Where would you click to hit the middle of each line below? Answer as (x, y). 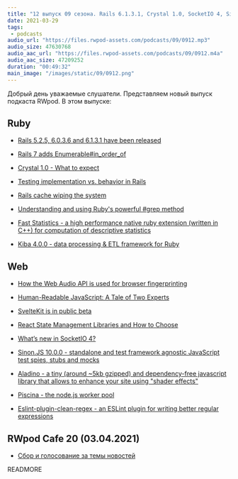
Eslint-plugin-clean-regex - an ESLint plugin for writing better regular (118, 409)
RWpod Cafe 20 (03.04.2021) (74, 438)
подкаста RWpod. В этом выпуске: (59, 101)
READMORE (25, 469)
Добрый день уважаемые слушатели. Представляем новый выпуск (110, 94)
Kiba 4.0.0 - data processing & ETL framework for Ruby (98, 244)
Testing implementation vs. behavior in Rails (82, 182)
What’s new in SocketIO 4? (57, 338)
